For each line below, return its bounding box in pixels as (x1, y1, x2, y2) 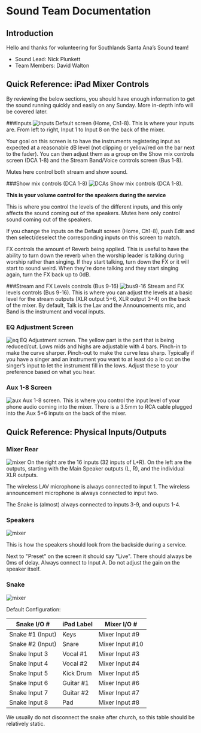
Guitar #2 (62, 688, 89, 696)
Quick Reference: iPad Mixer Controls (6, 79, 150, 89)
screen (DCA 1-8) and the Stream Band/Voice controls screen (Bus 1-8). (6, 156, 184, 164)
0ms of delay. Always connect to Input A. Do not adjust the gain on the (6, 559, 180, 566)
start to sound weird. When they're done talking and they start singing (6, 264, 179, 272)
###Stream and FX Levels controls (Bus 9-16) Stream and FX (6, 282, 184, 289)
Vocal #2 (62, 659, 88, 668)
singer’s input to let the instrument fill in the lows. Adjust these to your (6, 362, 178, 369)
